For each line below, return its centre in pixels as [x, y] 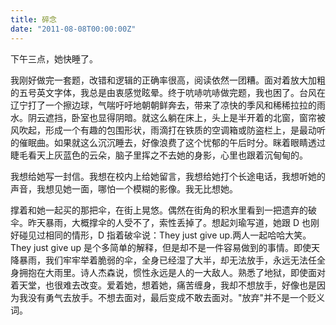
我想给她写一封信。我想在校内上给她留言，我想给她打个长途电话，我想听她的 [168, 176]
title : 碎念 [33, 19]
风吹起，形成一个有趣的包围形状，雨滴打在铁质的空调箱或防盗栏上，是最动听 [168, 130]
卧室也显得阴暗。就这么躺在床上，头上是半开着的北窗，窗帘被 [198, 117]
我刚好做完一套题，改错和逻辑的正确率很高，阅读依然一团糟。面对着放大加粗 [168, 80]
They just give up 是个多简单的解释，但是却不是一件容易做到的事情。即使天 [165, 247]
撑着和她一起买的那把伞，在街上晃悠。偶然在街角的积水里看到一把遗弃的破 [163, 210]
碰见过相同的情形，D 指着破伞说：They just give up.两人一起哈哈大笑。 [165, 235]
